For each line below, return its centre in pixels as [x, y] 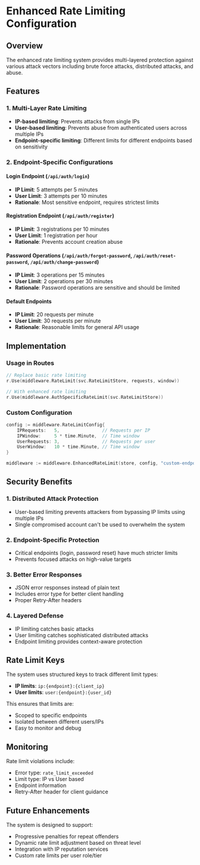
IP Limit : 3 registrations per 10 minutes [62, 229]
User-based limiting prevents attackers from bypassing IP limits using [100, 511]
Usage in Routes [30, 363]
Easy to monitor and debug [48, 728]
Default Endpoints [29, 301]
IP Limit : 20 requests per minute [54, 315]
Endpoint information [40, 786]
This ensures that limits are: [40, 704]
